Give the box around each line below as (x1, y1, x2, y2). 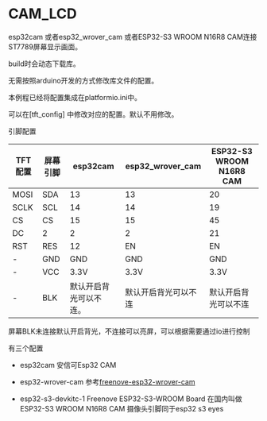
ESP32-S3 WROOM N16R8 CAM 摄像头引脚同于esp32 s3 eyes (19, 404, 224, 413)
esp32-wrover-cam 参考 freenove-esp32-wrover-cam (19, 377, 195, 386)
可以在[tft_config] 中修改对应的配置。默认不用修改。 (8, 109, 179, 119)
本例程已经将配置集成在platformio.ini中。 (8, 92, 141, 102)
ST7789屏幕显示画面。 (8, 41, 83, 52)
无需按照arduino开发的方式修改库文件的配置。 (8, 75, 159, 85)
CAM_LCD (8, 5, 77, 23)
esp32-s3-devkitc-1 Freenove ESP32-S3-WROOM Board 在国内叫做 (19, 394, 242, 404)
